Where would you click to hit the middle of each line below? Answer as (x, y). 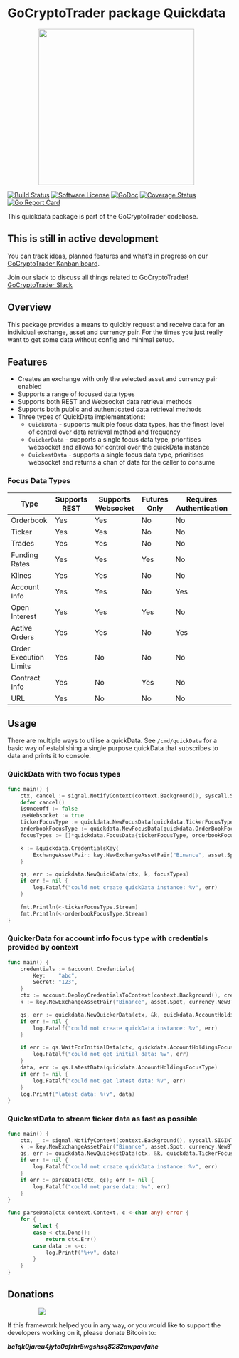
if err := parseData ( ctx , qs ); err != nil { (87, 1180)
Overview (30, 307)
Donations (31, 1295)
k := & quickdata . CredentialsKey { (70, 848)
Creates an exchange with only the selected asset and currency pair (118, 379)
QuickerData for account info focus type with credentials (108, 938)
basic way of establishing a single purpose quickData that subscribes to (113, 748)
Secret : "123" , (55, 982)
